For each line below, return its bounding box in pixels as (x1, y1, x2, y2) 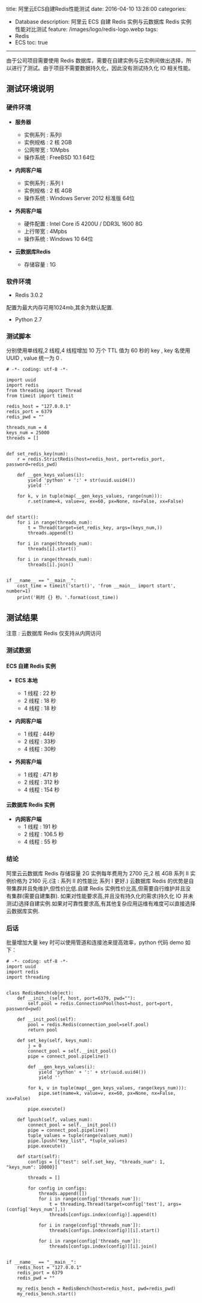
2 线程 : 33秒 (23, 738, 56, 745)
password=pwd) (6, 1006, 42, 1012)
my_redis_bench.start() (17, 1291, 77, 1297)
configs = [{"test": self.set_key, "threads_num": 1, (28, 1159, 165, 1165)
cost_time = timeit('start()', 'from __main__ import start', (17, 583, 176, 589)
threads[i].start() (28, 546, 77, 552)
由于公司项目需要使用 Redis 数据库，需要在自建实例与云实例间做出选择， (6, 57, 186, 64)
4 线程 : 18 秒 (23, 705, 57, 712)
